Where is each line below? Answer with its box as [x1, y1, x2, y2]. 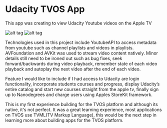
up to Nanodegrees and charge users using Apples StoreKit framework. [5, 91, 152, 97]
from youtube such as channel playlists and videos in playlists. [5, 44, 134, 50]
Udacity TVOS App [5, 3, 85, 15]
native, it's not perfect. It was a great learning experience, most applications [5, 106, 162, 112]
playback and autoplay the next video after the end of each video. [5, 66, 141, 72]
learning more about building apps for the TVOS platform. [5, 117, 123, 123]
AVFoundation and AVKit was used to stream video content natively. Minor [5, 50, 158, 56]
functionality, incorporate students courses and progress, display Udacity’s [5, 81, 160, 87]
